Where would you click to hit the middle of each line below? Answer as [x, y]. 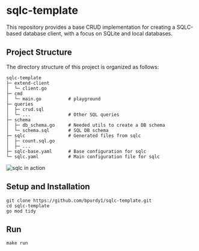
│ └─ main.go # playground [54, 99]
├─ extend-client [28, 83]
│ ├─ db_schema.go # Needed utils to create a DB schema [86, 125]
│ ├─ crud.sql [25, 109]
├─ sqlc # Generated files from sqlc [74, 136]
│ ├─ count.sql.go [31, 141]
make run [17, 243]
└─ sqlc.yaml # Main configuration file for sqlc [83, 157]
